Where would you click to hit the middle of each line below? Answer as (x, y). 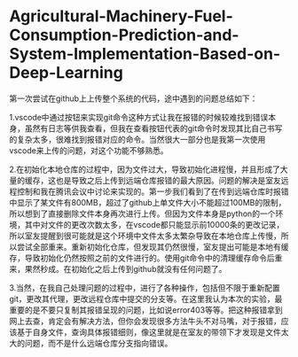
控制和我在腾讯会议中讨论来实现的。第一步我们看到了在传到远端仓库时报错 (153, 191)
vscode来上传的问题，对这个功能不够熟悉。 (89, 150)
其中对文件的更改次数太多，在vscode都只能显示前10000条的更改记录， (154, 224)
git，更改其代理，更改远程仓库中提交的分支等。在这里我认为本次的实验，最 (146, 299)
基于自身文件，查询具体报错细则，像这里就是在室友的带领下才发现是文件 (149, 332)
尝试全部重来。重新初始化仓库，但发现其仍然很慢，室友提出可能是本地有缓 (153, 246)
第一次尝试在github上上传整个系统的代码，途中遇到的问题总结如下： (133, 98)
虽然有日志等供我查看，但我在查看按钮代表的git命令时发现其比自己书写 (153, 128)
